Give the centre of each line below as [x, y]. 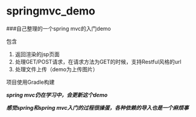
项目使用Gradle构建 [30, 82]
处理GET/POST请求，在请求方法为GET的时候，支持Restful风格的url [98, 62]
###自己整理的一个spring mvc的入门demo [59, 28]
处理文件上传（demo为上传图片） [56, 69]
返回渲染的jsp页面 [37, 54]
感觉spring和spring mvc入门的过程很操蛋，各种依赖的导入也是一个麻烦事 [97, 107]
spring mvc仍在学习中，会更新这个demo [57, 95]
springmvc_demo [51, 11]
